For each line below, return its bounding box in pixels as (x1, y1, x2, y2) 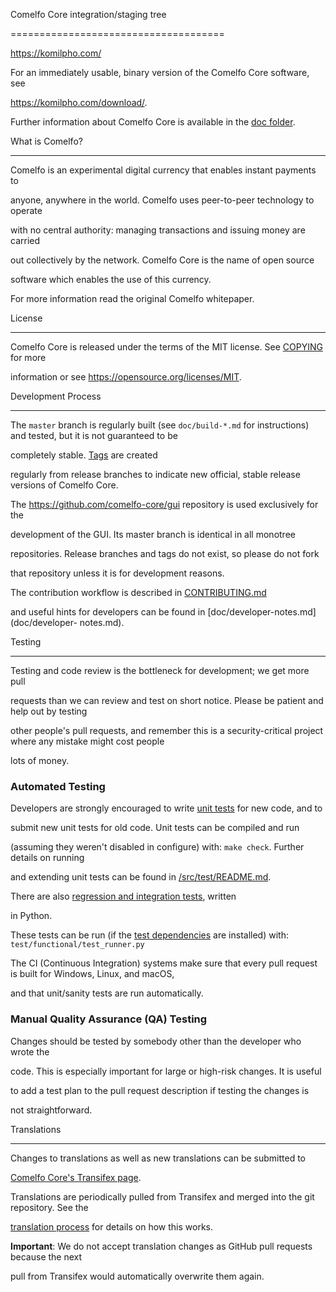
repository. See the (10, 1201, 89, 1213)
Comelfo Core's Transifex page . (10, 1171, 142, 1183)
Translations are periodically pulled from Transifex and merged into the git (10, 1190, 315, 1203)
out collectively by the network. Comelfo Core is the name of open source (10, 254, 315, 266)
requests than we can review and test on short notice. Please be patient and (10, 695, 324, 706)
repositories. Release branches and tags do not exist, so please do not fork (10, 548, 320, 559)
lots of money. (10, 755, 70, 766)
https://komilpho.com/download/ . (10, 97, 148, 108)
